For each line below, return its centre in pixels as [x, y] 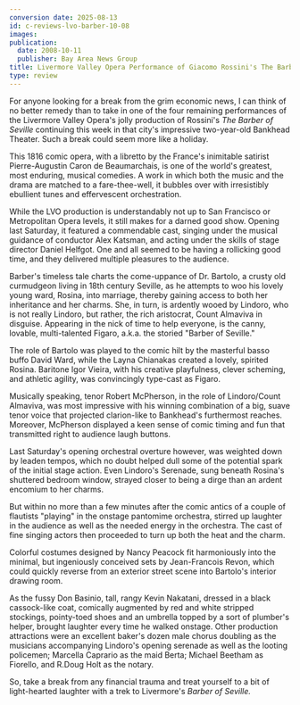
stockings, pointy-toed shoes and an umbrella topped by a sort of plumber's [150, 617]
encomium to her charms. [57, 489]
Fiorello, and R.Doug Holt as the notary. [82, 664]
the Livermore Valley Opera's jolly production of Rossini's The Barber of [142, 120]
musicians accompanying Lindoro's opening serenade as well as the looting [149, 645]
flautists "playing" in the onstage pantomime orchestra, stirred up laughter [146, 516]
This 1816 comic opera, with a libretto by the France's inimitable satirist [139, 156]
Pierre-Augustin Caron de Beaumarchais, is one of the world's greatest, [141, 165]
